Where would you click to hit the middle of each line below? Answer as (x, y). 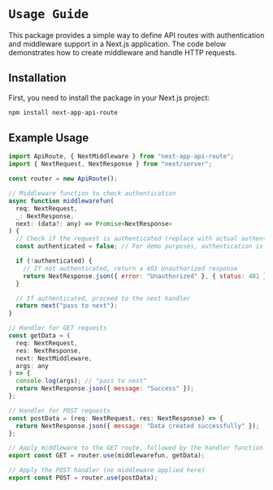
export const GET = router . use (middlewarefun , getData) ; (107, 456)
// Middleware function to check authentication (92, 193)
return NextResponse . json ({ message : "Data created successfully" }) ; (138, 426)
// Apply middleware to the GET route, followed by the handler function (136, 448)
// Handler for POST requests (60, 410)
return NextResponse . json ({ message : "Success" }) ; (105, 388)
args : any (32, 366)
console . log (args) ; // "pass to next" (82, 381)
